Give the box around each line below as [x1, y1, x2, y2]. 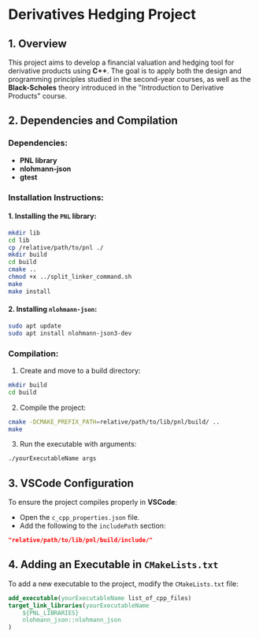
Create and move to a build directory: [19, 365, 141, 375]
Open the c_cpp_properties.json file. [19, 513, 140, 522]
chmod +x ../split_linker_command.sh [8, 273, 132, 281]
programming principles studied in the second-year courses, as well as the [8, 75, 251, 83]
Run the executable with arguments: [19, 440, 137, 449]
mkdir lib [8, 228, 41, 237]
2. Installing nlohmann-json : [8, 305, 98, 314]
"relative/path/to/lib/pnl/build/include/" [8, 536, 154, 544]
